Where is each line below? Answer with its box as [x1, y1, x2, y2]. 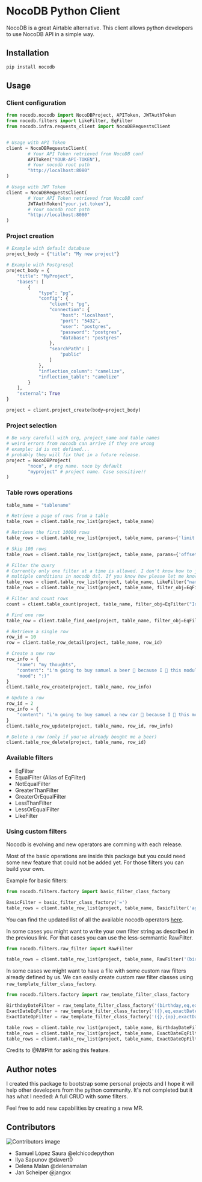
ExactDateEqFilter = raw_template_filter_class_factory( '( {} [6, 1008, 163, 1015]
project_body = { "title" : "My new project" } [6, 251, 120, 257]
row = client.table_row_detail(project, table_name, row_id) [6, 640, 163, 646]
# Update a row [6, 695, 44, 701]
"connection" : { [49, 307, 90, 313]
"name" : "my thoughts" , [17, 661, 77, 667]
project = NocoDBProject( [6, 457, 71, 463]
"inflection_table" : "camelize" [38, 374, 120, 380]
